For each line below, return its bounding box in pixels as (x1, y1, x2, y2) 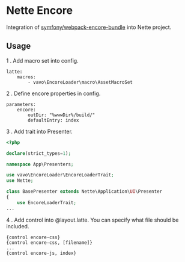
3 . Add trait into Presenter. (6, 128, 73, 135)
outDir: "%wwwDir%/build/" (28, 112, 96, 118)
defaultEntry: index (28, 117, 79, 123)
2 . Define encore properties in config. (6, 90, 101, 97)
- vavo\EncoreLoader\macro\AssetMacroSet (28, 79, 133, 85)
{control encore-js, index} (6, 250, 77, 256)
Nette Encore (6, 4, 73, 17)
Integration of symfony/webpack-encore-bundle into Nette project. (6, 23, 172, 31)
